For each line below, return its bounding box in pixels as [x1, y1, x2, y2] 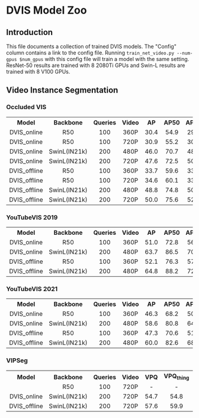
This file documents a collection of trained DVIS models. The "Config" [6, 43, 176, 50]
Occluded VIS [6, 103, 47, 111]
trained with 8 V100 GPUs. [6, 68, 70, 75]
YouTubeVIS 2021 [6, 285, 58, 293]
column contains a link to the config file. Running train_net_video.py [6, 49, 175, 56]
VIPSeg [6, 356, 28, 365]
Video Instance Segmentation [6, 85, 118, 95]
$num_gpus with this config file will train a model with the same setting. [19, 56, 190, 62]
